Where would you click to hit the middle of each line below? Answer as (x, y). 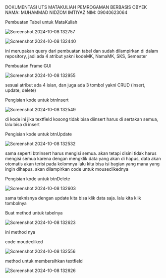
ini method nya (20, 232)
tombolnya (16, 203)
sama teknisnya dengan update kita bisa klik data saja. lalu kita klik (73, 198)
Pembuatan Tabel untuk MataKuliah (41, 22)
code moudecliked (24, 242)
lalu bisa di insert (23, 124)
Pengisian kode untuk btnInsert (37, 100)
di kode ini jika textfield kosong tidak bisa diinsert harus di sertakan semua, (82, 119)
